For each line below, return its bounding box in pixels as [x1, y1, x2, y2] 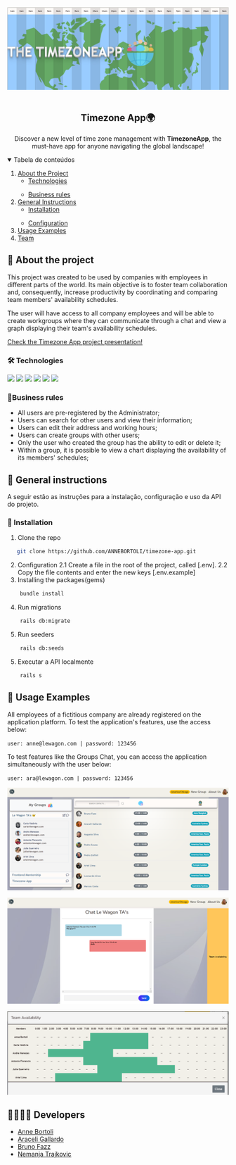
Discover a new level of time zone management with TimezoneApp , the [14, 134, 222, 143]
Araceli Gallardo [17, 1135, 65, 1143]
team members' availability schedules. [7, 295, 119, 303]
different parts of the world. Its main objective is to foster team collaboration [7, 280, 228, 289]
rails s [20, 672, 42, 679]
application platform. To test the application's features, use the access [7, 717, 211, 726]
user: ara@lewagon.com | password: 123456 [7, 774, 133, 782]
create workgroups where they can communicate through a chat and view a [7, 316, 227, 325]
